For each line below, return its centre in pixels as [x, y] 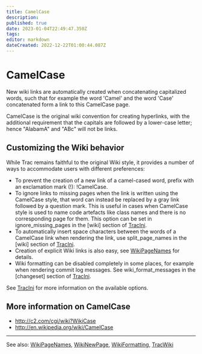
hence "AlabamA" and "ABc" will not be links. [62, 129]
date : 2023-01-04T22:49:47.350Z [47, 29]
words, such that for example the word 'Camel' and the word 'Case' [90, 98]
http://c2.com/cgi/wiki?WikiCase [55, 321]
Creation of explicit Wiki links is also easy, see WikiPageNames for [97, 251]
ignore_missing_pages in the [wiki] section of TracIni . [81, 225]
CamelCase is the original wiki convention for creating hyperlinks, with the [98, 116]
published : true [26, 23]
